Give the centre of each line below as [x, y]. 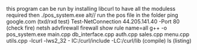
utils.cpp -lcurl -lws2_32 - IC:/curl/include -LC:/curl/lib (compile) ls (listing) [99, 41]
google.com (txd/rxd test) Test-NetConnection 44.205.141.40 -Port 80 [93, 21]
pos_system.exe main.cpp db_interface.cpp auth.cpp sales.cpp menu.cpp [98, 34]
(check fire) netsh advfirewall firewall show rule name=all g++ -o [87, 28]
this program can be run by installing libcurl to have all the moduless [91, 9]
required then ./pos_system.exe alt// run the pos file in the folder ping [92, 15]
